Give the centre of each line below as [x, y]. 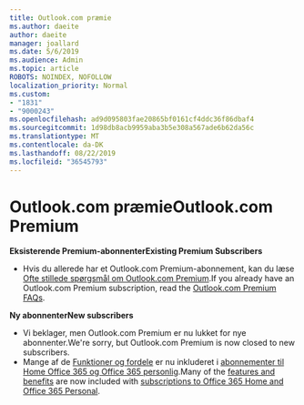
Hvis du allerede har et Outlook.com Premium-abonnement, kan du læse [158, 268]
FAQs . [34, 298]
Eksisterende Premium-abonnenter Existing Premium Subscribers [136, 251]
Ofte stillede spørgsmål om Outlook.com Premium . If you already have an [158, 278]
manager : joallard [44, 43]
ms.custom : [30, 94]
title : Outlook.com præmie [61, 18]
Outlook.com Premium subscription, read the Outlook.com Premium [149, 289]
